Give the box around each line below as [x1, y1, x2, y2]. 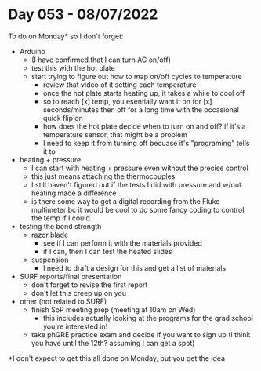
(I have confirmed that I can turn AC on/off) [31, 55, 171, 64]
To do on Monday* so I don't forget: [8, 31, 124, 41]
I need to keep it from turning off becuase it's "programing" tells [42, 138, 250, 147]
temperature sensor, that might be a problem [42, 129, 188, 139]
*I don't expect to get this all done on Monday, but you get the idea [8, 353, 226, 362]
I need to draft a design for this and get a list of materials [42, 263, 227, 272]
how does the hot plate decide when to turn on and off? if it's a [42, 122, 246, 131]
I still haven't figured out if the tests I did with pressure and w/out [31, 180, 241, 189]
